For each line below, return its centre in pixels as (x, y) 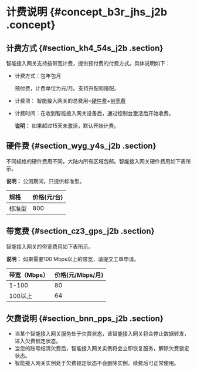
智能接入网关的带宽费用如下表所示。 (50, 246)
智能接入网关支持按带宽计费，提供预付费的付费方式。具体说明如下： (88, 63)
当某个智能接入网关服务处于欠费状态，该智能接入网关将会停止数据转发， (102, 334)
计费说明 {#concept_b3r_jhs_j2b (87, 12)
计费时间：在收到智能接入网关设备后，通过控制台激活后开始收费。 (94, 113)
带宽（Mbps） (29, 275)
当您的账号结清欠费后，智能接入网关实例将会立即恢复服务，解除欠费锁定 (102, 348)
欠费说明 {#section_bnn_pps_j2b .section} (85, 319)
